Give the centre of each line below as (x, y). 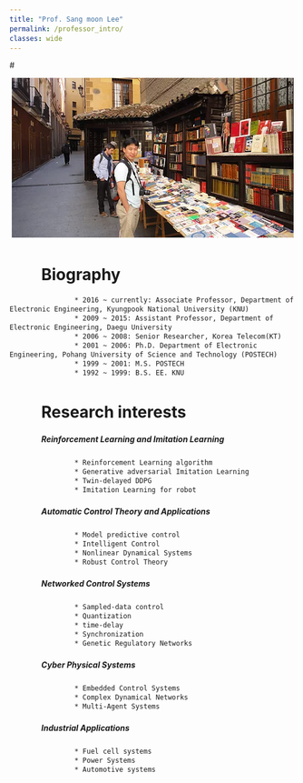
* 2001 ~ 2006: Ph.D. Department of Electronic (166, 346)
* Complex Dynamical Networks (131, 698)
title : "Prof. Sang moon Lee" (67, 19)
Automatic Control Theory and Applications (125, 512)
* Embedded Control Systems (127, 688)
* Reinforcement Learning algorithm (143, 463)
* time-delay (99, 626)
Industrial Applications (85, 728)
